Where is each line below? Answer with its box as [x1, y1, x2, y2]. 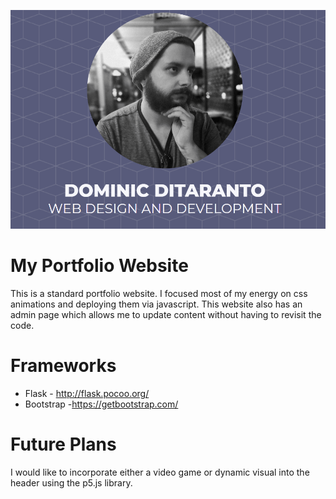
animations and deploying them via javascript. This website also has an [10, 298, 303, 310]
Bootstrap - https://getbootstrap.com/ [24, 398, 179, 410]
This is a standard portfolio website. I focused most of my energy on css [10, 287, 308, 299]
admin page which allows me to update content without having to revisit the [10, 308, 322, 320]
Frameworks [10, 354, 117, 377]
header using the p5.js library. [10, 476, 133, 489]
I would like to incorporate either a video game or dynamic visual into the [10, 466, 310, 478]
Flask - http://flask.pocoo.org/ [24, 387, 150, 399]
